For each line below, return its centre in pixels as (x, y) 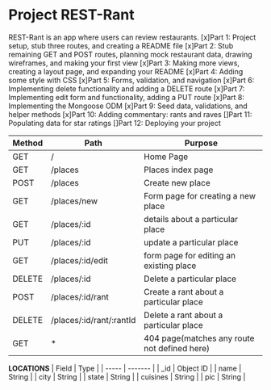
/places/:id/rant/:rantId (94, 320)
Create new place (177, 182)
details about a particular (191, 219)
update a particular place (191, 242)
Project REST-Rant (71, 15)
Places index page (179, 170)
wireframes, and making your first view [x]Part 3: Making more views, (124, 63)
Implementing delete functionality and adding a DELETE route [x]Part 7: (127, 88)
